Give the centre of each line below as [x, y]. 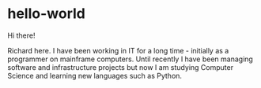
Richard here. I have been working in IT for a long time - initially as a [118, 50]
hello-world [47, 14]
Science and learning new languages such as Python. [95, 75]
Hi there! [21, 35]
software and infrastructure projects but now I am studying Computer [121, 67]
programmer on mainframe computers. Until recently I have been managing [130, 59]
